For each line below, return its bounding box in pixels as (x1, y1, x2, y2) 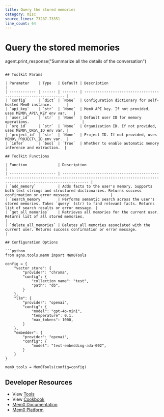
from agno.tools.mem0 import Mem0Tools (5, 253, 87, 258)
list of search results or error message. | (5, 206, 98, 210)
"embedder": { (14, 330, 43, 335)
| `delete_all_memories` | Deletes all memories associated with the (5, 223, 151, 228)
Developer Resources (5, 378, 73, 387)
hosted (5, 102, 19, 107)
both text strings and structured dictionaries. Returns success (5, 188, 141, 193)
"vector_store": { (14, 266, 52, 271)
